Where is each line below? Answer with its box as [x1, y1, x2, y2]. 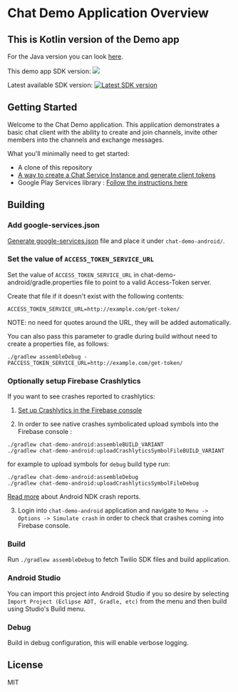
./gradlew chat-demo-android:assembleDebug [7, 474, 139, 481]
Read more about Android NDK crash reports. [7, 492, 141, 501]
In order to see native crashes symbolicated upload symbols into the [17, 420, 219, 428]
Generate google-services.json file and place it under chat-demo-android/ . [7, 237, 225, 245]
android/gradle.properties [7, 278, 83, 286]
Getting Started [7, 101, 78, 113]
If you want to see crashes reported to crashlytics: [7, 392, 155, 401]
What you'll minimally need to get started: [7, 149, 130, 157]
